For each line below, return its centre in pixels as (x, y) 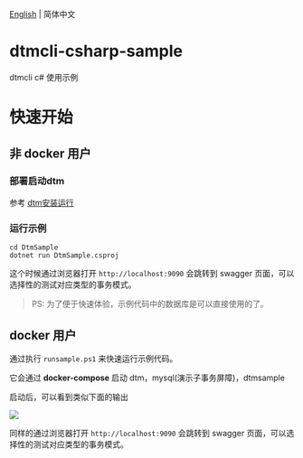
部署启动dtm (37, 182)
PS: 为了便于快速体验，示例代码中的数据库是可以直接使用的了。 (150, 304)
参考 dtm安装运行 (42, 202)
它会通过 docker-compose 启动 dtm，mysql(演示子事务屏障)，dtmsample (147, 378)
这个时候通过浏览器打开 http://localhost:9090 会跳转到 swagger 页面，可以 (152, 274)
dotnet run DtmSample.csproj (64, 256)
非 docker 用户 (51, 153)
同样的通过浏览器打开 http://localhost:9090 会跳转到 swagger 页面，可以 (148, 433)
